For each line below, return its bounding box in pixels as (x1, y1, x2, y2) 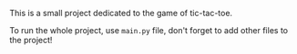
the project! (9, 35, 53, 45)
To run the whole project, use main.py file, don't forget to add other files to (9, 25, 289, 35)
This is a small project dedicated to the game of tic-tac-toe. (9, 8, 233, 18)
